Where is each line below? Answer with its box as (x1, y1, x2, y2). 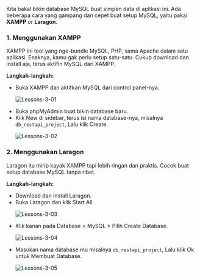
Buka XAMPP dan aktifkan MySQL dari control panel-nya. (15, 84, 160, 91)
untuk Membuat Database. (15, 252, 82, 259)
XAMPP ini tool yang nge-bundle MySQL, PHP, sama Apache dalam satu (6, 47, 188, 54)
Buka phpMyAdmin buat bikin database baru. (15, 108, 129, 115)
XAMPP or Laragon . (6, 18, 58, 25)
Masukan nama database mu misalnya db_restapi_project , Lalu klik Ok (15, 246, 195, 253)
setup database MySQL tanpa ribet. (6, 168, 96, 175)
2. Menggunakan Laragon (6, 148, 84, 157)
